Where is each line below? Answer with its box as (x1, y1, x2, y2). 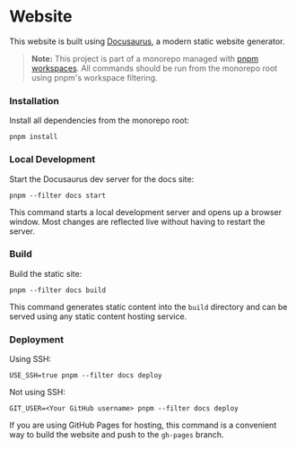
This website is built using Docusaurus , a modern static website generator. (9, 36, 285, 47)
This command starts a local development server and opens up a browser (9, 206, 283, 217)
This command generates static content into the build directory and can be (9, 301, 288, 312)
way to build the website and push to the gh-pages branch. (9, 429, 224, 440)
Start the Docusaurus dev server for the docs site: (9, 173, 195, 185)
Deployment (9, 333, 65, 346)
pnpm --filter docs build (9, 285, 106, 295)
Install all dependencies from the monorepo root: (9, 115, 190, 126)
